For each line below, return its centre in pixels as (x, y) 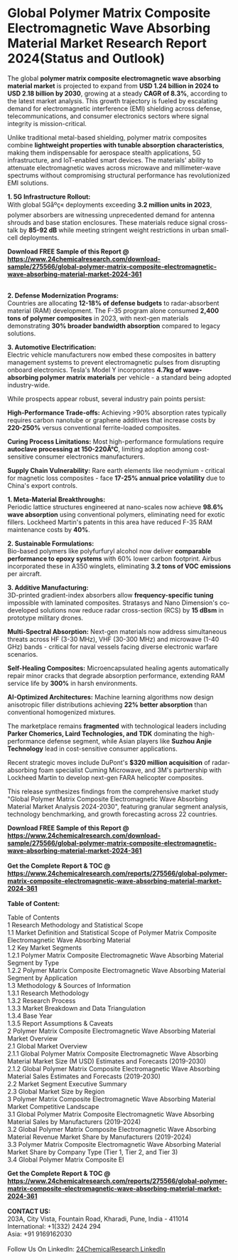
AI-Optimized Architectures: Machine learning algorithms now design (111, 697)
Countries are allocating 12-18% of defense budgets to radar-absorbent (113, 303)
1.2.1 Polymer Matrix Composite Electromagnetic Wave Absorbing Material (115, 955)
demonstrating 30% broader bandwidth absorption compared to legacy (114, 326)
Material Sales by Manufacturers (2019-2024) (74, 1121)
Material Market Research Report (107, 43)
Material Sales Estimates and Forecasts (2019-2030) (84, 1076)
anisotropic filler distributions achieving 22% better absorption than (107, 704)
